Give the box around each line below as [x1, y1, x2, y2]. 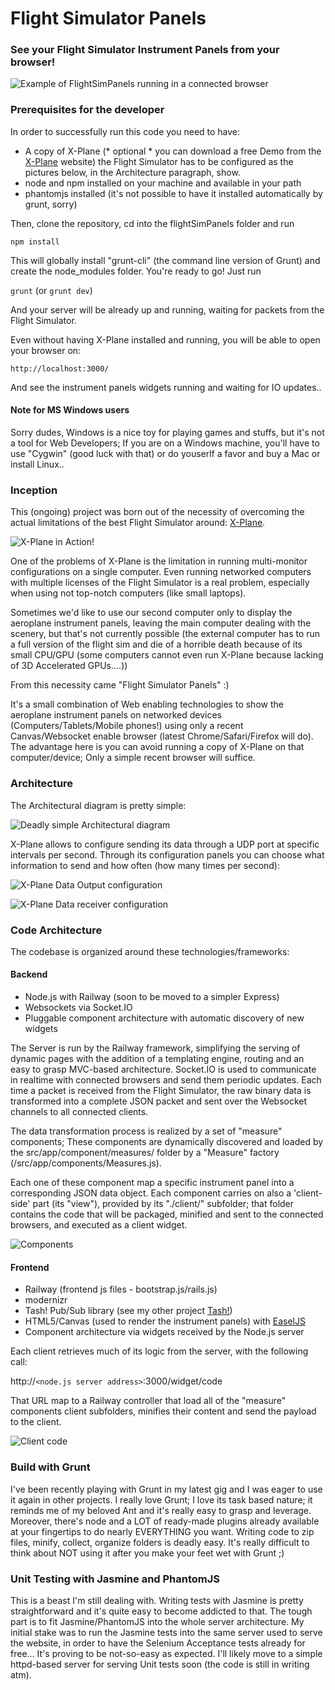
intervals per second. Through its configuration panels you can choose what [10, 848, 325, 861]
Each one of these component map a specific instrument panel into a [10, 1177, 295, 1189]
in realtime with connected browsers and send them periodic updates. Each [10, 1074, 322, 1086]
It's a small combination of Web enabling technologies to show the [10, 698, 284, 711]
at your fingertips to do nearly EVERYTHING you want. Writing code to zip [10, 1525, 315, 1537]
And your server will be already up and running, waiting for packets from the [10, 303, 325, 316]
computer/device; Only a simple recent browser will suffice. [10, 752, 256, 764]
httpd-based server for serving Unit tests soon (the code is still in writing [10, 1658, 310, 1670]
